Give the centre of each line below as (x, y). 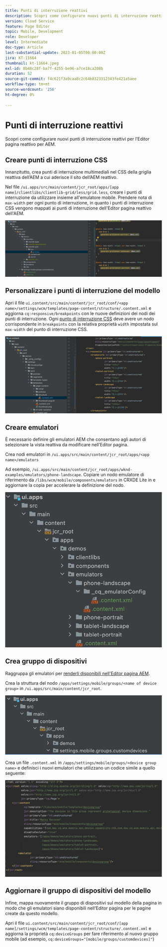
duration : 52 (19, 74)
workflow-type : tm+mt (28, 84)
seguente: (15, 773)
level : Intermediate (27, 42)
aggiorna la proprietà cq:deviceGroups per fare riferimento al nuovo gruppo (82, 934)
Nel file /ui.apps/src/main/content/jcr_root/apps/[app (62, 187)
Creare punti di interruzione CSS (56, 160)
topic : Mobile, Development (34, 32)
